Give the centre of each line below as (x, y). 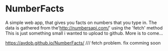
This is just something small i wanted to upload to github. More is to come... (84, 33)
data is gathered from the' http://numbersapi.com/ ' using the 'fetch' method (84, 27)
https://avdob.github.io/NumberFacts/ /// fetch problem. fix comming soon (83, 42)
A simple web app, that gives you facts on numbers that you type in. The (81, 22)
